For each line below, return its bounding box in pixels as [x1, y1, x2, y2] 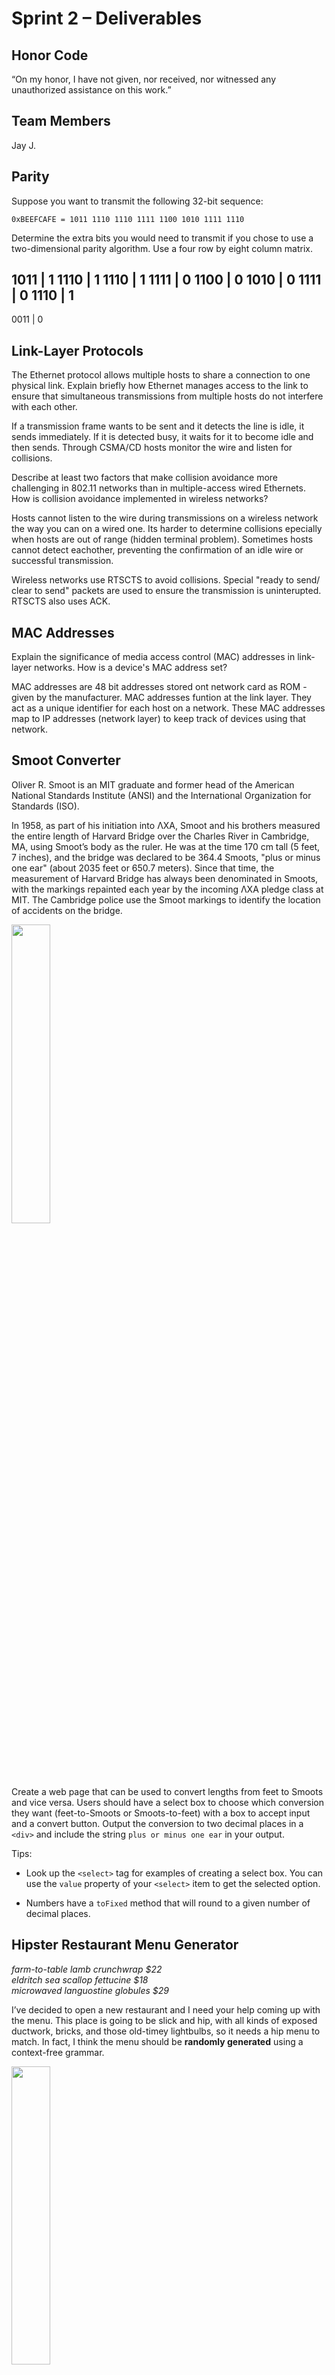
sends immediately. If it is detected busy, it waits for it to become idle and [11, 431, 314, 443]
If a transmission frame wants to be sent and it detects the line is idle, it [11, 420, 305, 432]
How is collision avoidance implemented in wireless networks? [11, 493, 269, 505]
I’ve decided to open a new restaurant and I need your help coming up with [11, 2003, 321, 2016]
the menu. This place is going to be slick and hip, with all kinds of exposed [11, 2014, 318, 2026]
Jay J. [11, 139, 37, 151]
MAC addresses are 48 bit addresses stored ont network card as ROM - [11, 681, 308, 693]
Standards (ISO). [11, 800, 80, 812]
